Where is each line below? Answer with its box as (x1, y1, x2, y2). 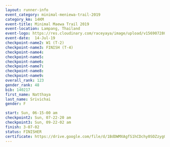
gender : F (5, 102, 26, 107)
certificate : (5, 134, 33, 139)
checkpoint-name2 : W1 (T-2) (5, 40, 65, 45)
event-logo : (5, 31, 30, 36)
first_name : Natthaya (5, 92, 51, 97)
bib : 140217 (5, 87, 30, 92)
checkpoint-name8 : (5, 69, 44, 74)
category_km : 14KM (5, 17, 44, 22)
